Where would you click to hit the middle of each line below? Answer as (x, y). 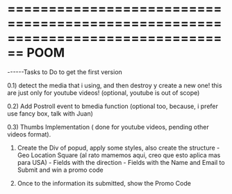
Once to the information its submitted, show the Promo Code (104, 183)
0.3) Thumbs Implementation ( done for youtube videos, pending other (108, 127)
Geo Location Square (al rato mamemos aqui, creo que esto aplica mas (119, 155)
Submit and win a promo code (60, 170)
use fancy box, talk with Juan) (50, 113)
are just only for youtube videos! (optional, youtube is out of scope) (103, 92)
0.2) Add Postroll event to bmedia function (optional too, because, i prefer (113, 106)
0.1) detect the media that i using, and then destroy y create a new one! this (115, 85)
